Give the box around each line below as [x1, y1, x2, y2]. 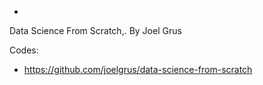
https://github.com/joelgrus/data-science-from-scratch [23, 64, 253, 75]
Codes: [9, 44, 39, 56]
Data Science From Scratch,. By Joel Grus [9, 25, 182, 36]
